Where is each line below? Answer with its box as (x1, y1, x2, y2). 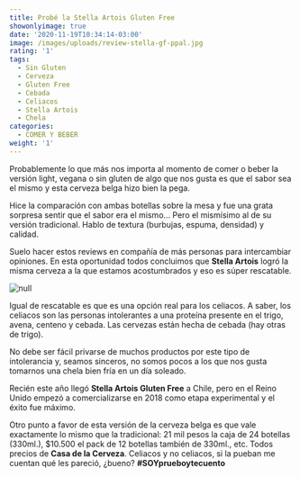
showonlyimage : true (9, 22, 87, 31)
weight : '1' (9, 139, 54, 148)
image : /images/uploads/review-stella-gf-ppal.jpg (9, 38, 204, 48)
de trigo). (9, 328, 44, 339)
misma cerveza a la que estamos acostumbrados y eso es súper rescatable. (9, 265, 292, 275)
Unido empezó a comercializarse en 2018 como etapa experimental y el (9, 392, 275, 403)
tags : (9, 55, 30, 64)
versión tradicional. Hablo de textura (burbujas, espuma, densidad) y (9, 219, 264, 229)
